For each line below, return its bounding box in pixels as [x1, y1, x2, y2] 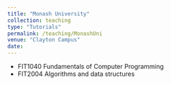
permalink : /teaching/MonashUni [7, 30, 102, 37]
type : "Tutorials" [7, 23, 61, 30]
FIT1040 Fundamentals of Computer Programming [17, 63, 164, 70]
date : [7, 43, 23, 50]
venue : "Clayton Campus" [7, 37, 81, 44]
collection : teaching [7, 17, 71, 24]
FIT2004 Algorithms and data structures [17, 70, 135, 78]
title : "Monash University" [7, 10, 90, 18]
